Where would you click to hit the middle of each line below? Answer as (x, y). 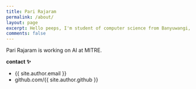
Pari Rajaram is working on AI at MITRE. (54, 50)
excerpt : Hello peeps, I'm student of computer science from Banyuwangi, (99, 28)
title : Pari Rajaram (31, 11)
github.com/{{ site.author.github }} (56, 80)
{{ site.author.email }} (40, 74)
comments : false (26, 34)
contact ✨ (19, 62)
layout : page (22, 22)
